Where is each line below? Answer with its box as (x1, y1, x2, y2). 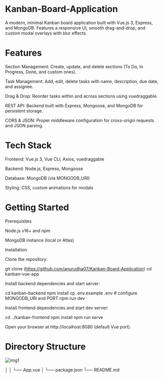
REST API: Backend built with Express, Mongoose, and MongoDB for (5, 102, 143, 109)
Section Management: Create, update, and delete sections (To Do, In (5, 63, 143, 69)
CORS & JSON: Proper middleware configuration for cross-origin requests (5, 117, 154, 123)
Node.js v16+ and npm (5, 228, 50, 233)
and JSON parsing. (5, 122, 44, 128)
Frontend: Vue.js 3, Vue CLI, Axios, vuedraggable (5, 156, 104, 162)
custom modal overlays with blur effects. (5, 30, 87, 36)
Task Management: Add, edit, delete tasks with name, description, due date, (5, 78, 159, 84)
